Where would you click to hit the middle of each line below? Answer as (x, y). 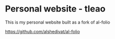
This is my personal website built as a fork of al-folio (58, 22)
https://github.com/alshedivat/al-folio (43, 31)
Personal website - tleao (55, 9)
